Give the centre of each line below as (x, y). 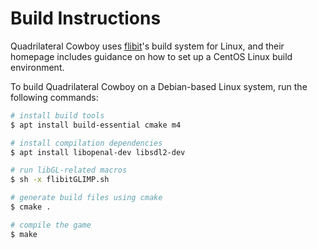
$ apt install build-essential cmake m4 (96, 125)
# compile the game (51, 225)
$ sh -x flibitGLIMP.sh (60, 180)
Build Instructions (86, 18)
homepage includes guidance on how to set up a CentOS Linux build (151, 56)
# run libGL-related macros (69, 170)
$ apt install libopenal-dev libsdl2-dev (98, 152)
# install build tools (57, 115)
